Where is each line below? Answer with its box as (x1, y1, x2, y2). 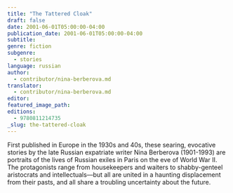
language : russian (7, 62, 61, 69)
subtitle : (7, 36, 36, 44)
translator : (7, 82, 42, 89)
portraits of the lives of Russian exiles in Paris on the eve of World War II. (7, 155, 218, 164)
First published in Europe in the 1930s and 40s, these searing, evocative (7, 140, 216, 149)
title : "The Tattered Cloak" (7, 10, 93, 18)
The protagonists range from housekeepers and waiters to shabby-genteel (7, 163, 223, 171)
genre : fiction (7, 43, 52, 50)
